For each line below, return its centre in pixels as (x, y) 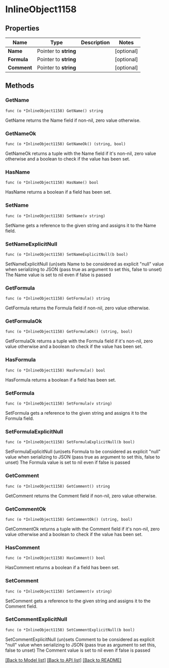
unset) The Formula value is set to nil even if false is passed (68, 463)
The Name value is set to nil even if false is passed (58, 275)
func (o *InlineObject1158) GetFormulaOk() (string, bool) (69, 332)
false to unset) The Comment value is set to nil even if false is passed (78, 650)
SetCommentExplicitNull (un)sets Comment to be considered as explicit (80, 639)
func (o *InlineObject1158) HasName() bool (52, 183)
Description (95, 43)
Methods (20, 86)
